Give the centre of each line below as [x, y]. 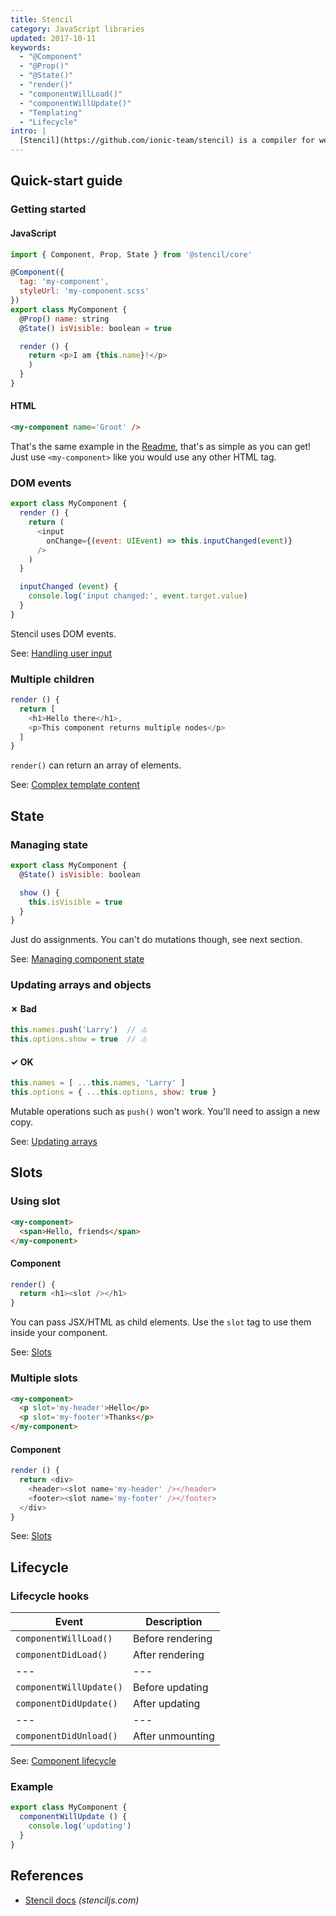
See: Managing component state [77, 959]
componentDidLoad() [61, 1655]
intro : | [28, 131]
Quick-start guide [66, 181]
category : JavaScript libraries [77, 29]
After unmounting [173, 1736]
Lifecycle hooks [50, 1596]
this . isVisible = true [75, 902]
